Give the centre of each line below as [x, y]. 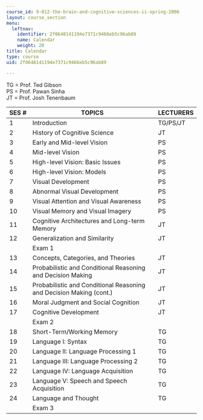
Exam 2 [43, 322]
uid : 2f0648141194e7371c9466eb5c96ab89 [56, 62]
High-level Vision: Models [69, 171]
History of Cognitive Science [73, 132]
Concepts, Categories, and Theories [84, 258]
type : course [23, 57]
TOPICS [92, 112]
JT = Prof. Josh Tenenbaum [41, 98]
